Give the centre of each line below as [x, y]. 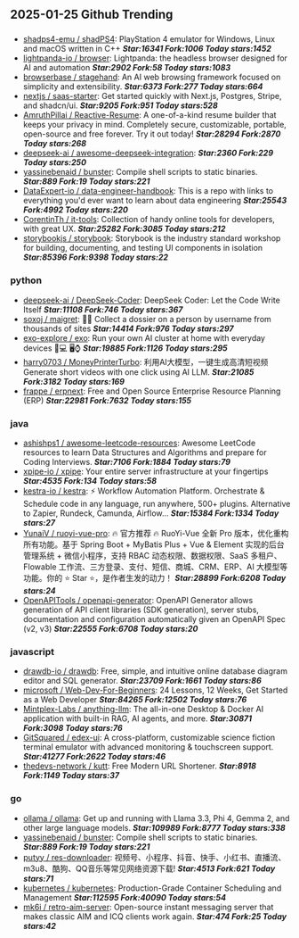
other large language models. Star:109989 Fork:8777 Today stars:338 [154, 827]
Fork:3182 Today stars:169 [74, 381]
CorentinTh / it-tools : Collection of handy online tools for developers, [149, 220]
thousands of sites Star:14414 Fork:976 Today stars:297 [128, 328]
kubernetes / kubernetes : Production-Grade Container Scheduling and [152, 888]
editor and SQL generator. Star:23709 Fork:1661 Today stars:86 [142, 681]
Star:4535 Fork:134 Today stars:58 [90, 480]
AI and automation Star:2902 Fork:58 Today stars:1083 [127, 68]
